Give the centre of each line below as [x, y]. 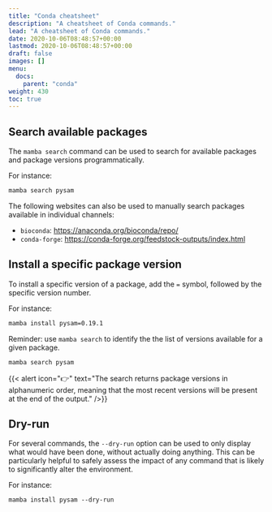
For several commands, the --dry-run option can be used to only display [130, 444]
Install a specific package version [95, 265]
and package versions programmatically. [76, 160]
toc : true [25, 99]
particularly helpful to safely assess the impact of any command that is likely [136, 461]
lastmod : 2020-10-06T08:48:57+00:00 [70, 46]
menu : [17, 69]
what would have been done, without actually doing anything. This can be [132, 452]
